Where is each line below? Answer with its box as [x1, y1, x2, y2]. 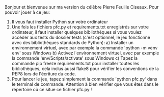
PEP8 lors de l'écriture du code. [11, 71, 77, 76]
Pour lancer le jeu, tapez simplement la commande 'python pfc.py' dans [11, 76, 158, 82]
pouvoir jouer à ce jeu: [4, 9, 50, 15]
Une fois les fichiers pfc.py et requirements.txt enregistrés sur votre [11, 24, 149, 30]
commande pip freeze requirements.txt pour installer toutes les [11, 61, 139, 66]
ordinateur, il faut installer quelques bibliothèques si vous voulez [11, 29, 142, 35]
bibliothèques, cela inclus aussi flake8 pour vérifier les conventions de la [11, 66, 159, 72]
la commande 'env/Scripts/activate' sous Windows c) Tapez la [11, 55, 138, 61]
